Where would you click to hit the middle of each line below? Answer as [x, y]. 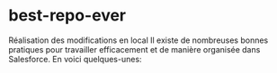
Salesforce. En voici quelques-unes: [75, 59]
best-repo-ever [67, 16]
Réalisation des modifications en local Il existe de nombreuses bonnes [138, 40]
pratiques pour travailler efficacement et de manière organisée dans [134, 49]
